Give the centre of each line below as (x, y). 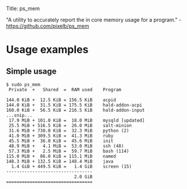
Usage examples (47, 50)
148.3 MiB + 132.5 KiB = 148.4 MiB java (60, 161)
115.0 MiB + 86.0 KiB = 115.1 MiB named (61, 156)
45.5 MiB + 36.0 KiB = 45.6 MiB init (61, 141)
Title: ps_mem (23, 8)
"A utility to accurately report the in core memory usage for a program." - (94, 20)
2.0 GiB (83, 177)
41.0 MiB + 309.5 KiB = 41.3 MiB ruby (61, 136)
